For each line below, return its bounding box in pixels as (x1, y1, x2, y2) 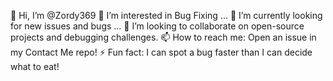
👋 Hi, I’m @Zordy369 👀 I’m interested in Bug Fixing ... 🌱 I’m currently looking (10, 10, 323, 21)
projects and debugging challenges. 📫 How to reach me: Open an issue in (10, 31, 317, 43)
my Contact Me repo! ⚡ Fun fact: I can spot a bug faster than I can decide (10, 46, 313, 58)
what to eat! (10, 61, 60, 72)
